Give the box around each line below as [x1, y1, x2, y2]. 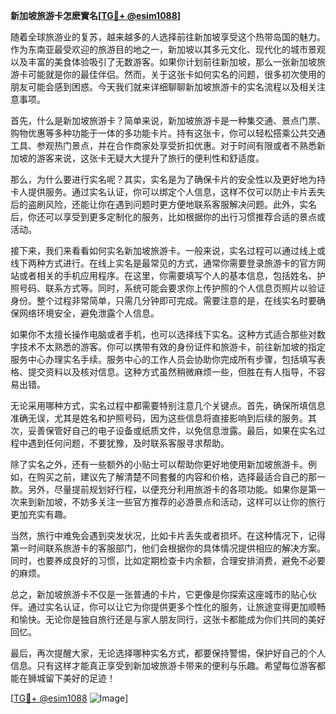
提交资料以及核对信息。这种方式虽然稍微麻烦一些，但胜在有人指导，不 [27, 366, 317, 378]
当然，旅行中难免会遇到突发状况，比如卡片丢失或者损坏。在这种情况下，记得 [10, 530, 326, 541]
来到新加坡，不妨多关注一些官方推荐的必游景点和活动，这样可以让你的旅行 [18, 496, 326, 508]
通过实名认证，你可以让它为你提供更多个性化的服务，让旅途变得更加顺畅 [27, 601, 326, 613]
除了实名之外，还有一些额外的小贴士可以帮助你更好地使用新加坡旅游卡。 [10, 459, 308, 470]
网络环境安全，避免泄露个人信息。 [18, 307, 160, 319]
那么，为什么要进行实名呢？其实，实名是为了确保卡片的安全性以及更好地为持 [10, 174, 326, 185]
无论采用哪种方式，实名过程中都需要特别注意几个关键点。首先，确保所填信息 [10, 400, 326, 411]
